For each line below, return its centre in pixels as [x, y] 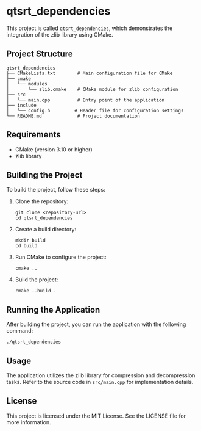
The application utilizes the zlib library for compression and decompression [101, 375]
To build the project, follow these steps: [56, 190]
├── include [21, 105]
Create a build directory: [46, 230]
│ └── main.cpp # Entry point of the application [86, 100]
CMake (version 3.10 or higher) [54, 149]
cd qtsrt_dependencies [44, 218]
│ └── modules [27, 84]
